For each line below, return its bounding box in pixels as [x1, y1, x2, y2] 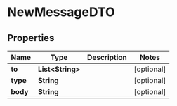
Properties [7, 32, 55, 44]
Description [86, 53, 128, 62]
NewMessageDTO [7, 4, 115, 20]
